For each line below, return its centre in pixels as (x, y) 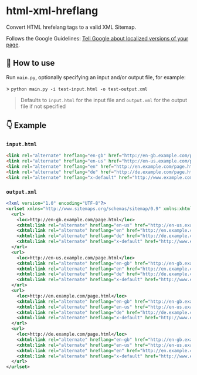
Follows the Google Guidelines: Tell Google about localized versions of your (97, 38)
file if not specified (43, 106)
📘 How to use (30, 63)
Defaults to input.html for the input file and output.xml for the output (104, 100)
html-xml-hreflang (52, 11)
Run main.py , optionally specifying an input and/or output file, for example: (96, 77)
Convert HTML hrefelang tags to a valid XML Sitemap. (71, 27)
